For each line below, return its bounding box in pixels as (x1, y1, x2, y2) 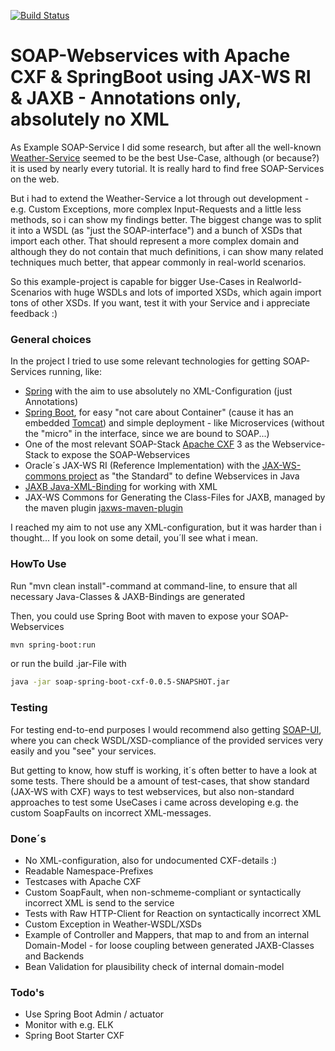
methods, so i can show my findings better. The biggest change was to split (10, 213, 322, 225)
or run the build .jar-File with (10, 658, 127, 670)
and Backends (24, 950, 85, 962)
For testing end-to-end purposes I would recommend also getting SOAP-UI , (10, 723, 322, 735)
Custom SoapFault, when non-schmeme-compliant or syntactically (24, 886, 302, 898)
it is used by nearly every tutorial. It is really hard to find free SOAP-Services (10, 162, 325, 174)
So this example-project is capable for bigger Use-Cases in (10, 275, 255, 287)
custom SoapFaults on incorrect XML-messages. (10, 806, 212, 819)
